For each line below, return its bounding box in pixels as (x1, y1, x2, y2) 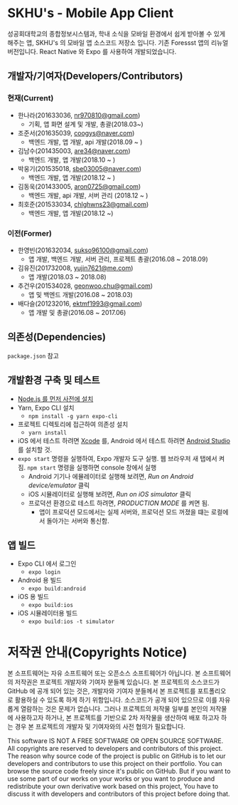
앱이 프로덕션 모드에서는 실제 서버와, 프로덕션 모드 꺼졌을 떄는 (38, 507, 210, 516)
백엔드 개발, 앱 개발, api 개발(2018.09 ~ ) (28, 137, 143, 146)
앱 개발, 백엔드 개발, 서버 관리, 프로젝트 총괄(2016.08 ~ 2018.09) (28, 254, 208, 263)
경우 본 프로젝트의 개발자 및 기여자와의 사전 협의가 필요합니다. (14, 722, 186, 731)
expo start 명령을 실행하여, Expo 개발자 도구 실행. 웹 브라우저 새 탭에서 (17, 454, 218, 462)
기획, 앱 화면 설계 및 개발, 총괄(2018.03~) (28, 120, 144, 128)
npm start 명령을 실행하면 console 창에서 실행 (27, 463, 157, 472)
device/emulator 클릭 (28, 481, 90, 489)
